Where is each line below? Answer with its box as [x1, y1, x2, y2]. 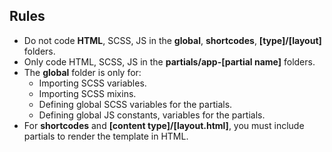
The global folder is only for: [23, 66, 142, 78]
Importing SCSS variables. [38, 77, 147, 89]
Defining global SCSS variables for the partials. [38, 98, 233, 110]
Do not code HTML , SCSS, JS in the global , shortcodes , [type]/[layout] [23, 34, 322, 46]
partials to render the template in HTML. [23, 130, 189, 142]
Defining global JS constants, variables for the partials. [38, 109, 266, 121]
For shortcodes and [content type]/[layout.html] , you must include [23, 119, 305, 131]
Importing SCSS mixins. [38, 87, 137, 99]
